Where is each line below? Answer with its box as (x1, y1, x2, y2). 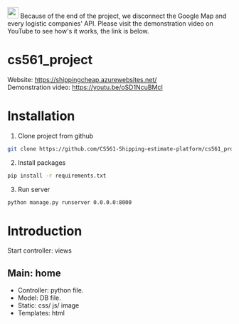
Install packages (17, 158, 66, 167)
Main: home (7, 267, 62, 279)
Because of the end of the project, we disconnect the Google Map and (20, 11, 227, 20)
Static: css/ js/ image (17, 301, 80, 310)
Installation (7, 108, 75, 124)
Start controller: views (7, 246, 73, 255)
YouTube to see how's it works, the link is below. (7, 27, 149, 35)
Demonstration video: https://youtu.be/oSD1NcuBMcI (7, 83, 164, 91)
